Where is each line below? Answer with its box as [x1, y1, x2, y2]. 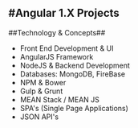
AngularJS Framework [19, 52, 94, 61]
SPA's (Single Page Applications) [19, 103, 128, 113]
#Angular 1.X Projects [8, 6, 120, 20]
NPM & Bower [19, 77, 67, 87]
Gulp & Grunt [19, 86, 63, 96]
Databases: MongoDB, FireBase [19, 68, 126, 79]
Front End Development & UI [19, 43, 114, 53]
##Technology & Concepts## [8, 27, 106, 37]
